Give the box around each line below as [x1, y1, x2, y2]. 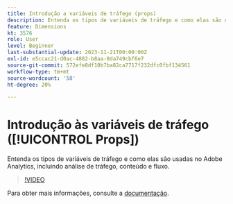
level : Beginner [7, 42, 54, 49]
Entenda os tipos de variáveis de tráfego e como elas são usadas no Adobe [7, 155, 223, 163]
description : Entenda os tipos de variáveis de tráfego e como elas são [7, 17, 222, 24]
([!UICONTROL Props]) [7, 132, 140, 148]
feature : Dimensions [7, 23, 67, 30]
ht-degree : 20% [7, 81, 51, 88]
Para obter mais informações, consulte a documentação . [7, 189, 170, 198]
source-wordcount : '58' [7, 74, 76, 82]
